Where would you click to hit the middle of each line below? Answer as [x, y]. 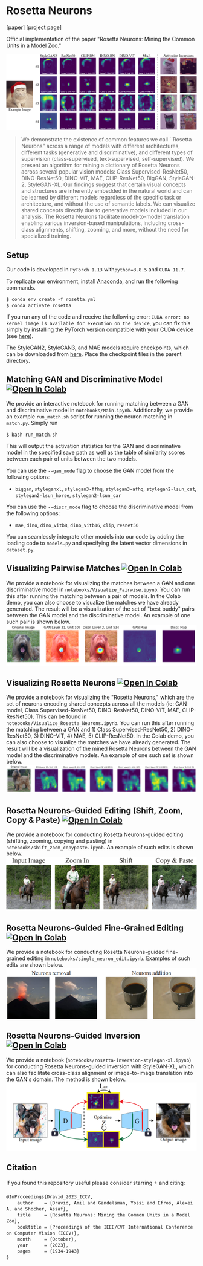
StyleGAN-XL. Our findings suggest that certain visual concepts [107, 184]
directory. [18, 361]
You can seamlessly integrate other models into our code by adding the [95, 536]
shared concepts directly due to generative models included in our [104, 210]
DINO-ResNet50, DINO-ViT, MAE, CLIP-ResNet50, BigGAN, [94, 178]
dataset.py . [21, 549]
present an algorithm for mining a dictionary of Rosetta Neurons [100, 165]
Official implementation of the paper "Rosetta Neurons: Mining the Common [101, 39]
